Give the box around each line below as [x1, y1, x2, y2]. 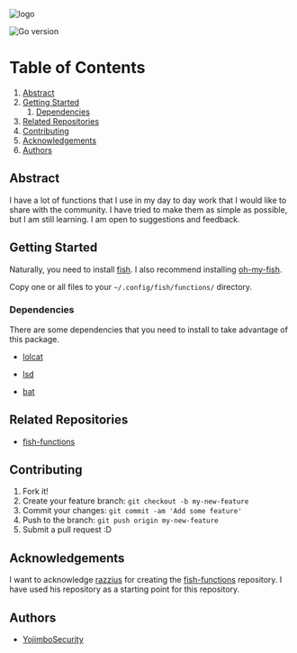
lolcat [22, 351, 43, 362]
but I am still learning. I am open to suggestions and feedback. [9, 213, 240, 224]
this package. [9, 333, 60, 344]
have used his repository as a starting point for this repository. [9, 584, 240, 594]
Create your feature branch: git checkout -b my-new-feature [22, 495, 249, 506]
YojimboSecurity [22, 634, 84, 645]
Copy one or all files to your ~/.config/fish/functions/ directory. [9, 281, 253, 292]
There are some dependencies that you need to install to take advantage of [9, 324, 288, 335]
